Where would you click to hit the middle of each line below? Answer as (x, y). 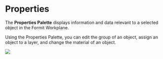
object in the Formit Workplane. (37, 27)
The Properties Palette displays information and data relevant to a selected (82, 22)
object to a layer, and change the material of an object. (61, 42)
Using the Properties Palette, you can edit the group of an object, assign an (81, 37)
